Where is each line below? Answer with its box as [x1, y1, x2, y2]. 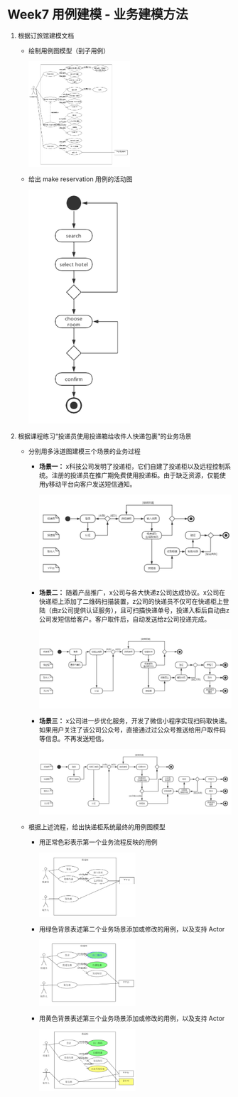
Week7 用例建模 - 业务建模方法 [7, 6, 188, 23]
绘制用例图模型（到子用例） [28, 46, 110, 55]
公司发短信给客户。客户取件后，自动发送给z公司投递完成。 [38, 615, 211, 623]
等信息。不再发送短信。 [38, 735, 108, 743]
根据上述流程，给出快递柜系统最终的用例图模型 [28, 823, 166, 831]
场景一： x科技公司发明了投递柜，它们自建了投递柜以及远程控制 [38, 463, 225, 471]
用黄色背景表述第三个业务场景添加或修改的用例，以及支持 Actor [38, 1014, 225, 1022]
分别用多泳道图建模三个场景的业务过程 [28, 447, 141, 455]
